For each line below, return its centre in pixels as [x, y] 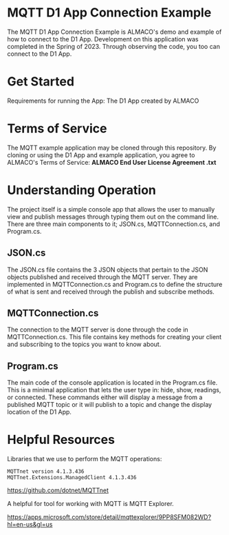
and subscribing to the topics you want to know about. [84, 344]
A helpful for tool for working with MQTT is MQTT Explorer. [90, 504]
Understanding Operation [82, 190]
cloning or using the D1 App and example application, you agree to [101, 155]
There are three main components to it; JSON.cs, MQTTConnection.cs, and [113, 224]
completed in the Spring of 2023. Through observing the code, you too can [113, 46]
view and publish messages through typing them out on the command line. [113, 216]
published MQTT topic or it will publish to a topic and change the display [109, 405]
